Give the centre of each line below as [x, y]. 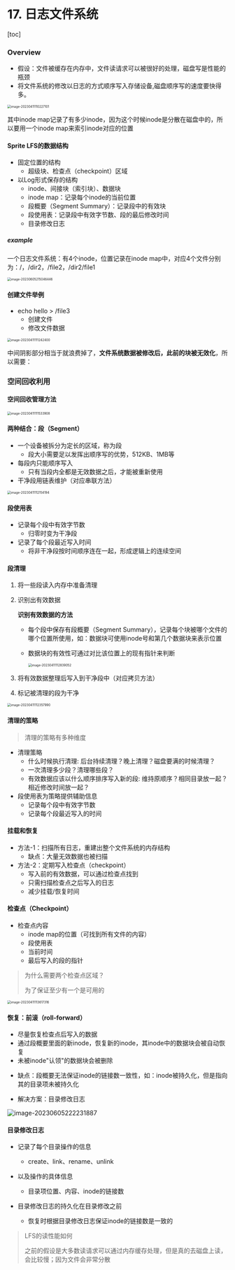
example [20, 240]
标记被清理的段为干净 [48, 693]
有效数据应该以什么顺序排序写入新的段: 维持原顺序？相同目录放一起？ [128, 778]
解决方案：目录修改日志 [51, 1099]
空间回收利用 [29, 381]
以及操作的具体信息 [45, 1176]
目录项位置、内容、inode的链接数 [76, 1191]
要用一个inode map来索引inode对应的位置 [73, 128]
